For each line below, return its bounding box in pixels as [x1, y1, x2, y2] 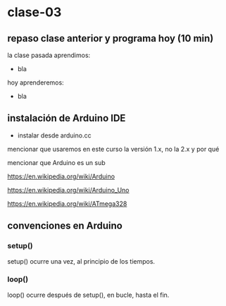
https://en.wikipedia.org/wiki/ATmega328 [7, 199, 127, 208]
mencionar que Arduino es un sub [7, 158, 106, 166]
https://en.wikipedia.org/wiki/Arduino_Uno [7, 185, 130, 194]
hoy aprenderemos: [7, 78, 65, 87]
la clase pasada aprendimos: [7, 51, 91, 59]
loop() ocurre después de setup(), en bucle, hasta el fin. [7, 290, 170, 299]
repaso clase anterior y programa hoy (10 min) [7, 32, 214, 44]
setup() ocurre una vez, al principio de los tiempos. [7, 257, 156, 265]
